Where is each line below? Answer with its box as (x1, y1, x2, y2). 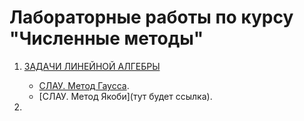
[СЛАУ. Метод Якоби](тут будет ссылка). (38, 90, 213, 102)
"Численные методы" (9, 27, 204, 50)
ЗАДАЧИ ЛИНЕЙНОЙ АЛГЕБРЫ (23, 60, 161, 72)
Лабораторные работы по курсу (9, 6, 294, 29)
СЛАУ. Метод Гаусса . (38, 79, 130, 91)
